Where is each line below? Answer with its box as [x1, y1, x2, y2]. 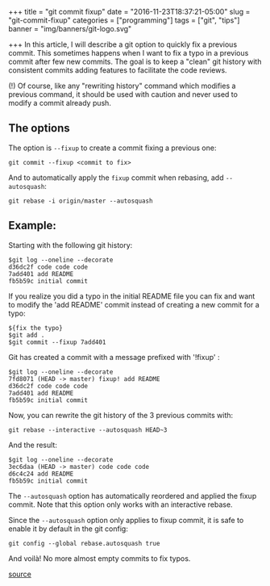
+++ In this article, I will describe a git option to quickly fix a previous [8, 40, 238, 49]
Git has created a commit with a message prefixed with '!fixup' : [8, 352, 220, 362]
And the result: [8, 440, 58, 450]
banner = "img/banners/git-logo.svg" [8, 24, 132, 33]
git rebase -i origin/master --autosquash [8, 197, 153, 205]
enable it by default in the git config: [8, 524, 129, 534]
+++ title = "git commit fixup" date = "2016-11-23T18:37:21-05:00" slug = [8, 7, 251, 16]
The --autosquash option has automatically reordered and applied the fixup [8, 491, 257, 500]
